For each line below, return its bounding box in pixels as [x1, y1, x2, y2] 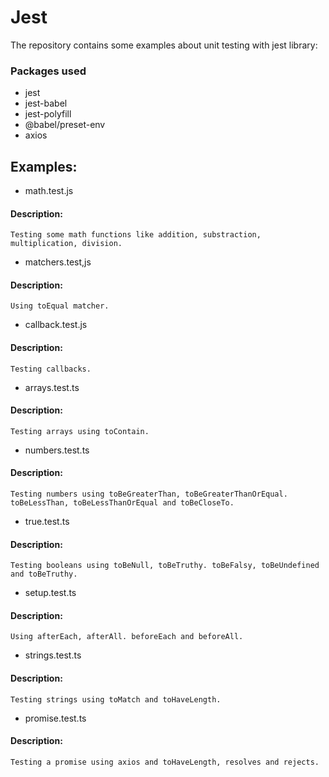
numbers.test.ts [24, 444, 90, 456]
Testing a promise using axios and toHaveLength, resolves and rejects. [10, 757, 320, 767]
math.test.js [24, 185, 74, 197]
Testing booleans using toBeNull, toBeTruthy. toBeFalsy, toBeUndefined [10, 561, 320, 571]
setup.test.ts [24, 587, 77, 599]
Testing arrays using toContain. [10, 426, 150, 436]
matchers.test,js [24, 256, 92, 268]
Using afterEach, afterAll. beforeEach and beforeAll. [10, 632, 244, 642]
